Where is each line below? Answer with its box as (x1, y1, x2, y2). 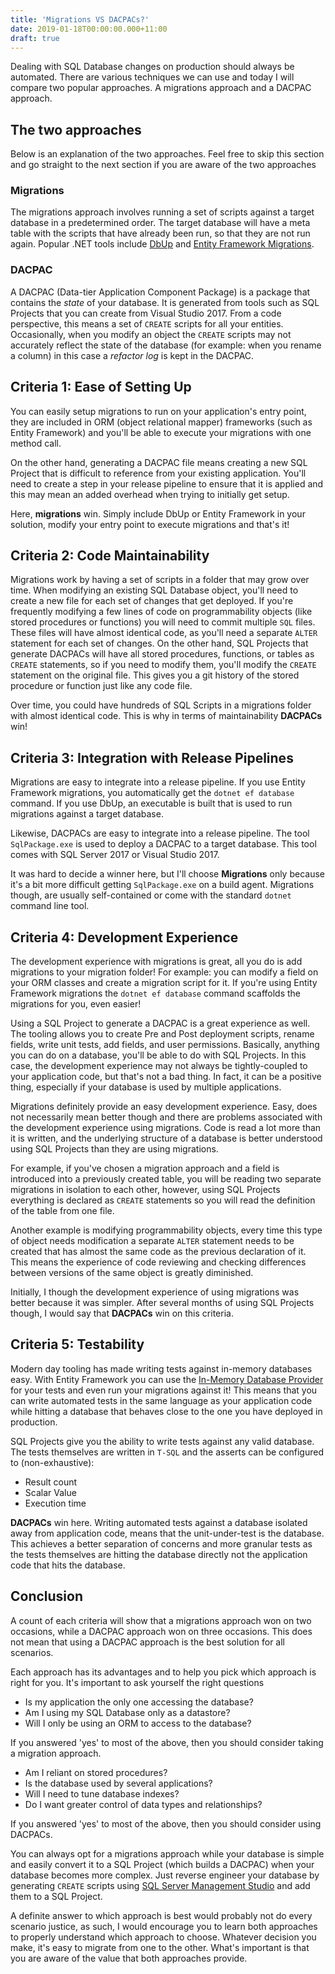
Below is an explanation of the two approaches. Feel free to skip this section (10, 148, 325, 160)
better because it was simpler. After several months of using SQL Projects (10, 1297, 315, 1309)
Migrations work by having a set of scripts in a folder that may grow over (10, 574, 310, 586)
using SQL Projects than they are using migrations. (10, 1143, 219, 1155)
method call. (10, 437, 62, 449)
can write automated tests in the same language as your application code (10, 1394, 313, 1406)
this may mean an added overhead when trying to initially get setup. (10, 488, 290, 500)
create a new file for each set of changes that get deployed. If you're (10, 595, 294, 607)
